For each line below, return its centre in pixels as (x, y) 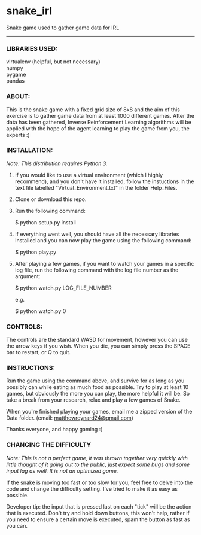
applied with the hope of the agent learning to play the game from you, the (98, 128)
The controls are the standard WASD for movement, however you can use (97, 340)
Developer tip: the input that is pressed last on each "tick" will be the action (99, 506)
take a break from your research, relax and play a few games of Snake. (93, 400)
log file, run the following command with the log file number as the (97, 270)
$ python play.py (36, 252)
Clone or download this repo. (51, 199)
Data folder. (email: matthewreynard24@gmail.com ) (70, 418)
